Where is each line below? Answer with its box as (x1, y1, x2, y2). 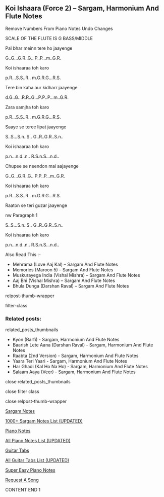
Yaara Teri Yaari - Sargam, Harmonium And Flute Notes (12, 358, 128, 364)
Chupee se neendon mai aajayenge (5, 163, 79, 169)
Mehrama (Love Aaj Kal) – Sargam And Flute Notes (12, 261, 118, 267)
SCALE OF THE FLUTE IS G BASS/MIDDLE (5, 35, 93, 41)
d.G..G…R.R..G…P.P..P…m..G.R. (5, 94, 69, 100)
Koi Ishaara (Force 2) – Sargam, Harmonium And (5, 4, 159, 13)
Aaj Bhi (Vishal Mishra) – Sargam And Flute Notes (12, 277, 115, 283)
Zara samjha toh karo (5, 104, 49, 110)
